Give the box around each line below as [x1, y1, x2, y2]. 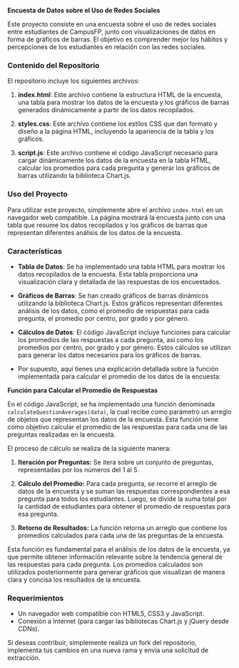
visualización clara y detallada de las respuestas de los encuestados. [17, 277, 221, 286]
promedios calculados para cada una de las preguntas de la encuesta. [17, 531, 225, 539]
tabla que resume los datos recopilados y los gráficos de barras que [7, 221, 208, 229]
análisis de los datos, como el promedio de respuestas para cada [17, 306, 209, 315]
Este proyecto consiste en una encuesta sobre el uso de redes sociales [7, 20, 217, 28]
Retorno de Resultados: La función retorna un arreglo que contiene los [17, 523, 228, 532]
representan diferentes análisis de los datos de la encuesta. [7, 228, 183, 236]
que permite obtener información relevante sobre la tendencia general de [7, 552, 223, 561]
